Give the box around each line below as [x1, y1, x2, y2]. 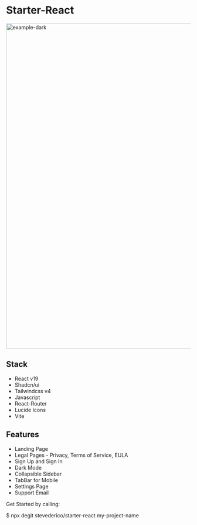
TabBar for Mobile [14, 476, 59, 483]
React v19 [14, 375, 39, 382]
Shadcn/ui [14, 381, 40, 388]
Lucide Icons [14, 406, 46, 413]
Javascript [14, 394, 40, 401]
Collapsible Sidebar [14, 470, 62, 477]
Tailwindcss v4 [14, 387, 51, 394]
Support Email [14, 489, 49, 496]
